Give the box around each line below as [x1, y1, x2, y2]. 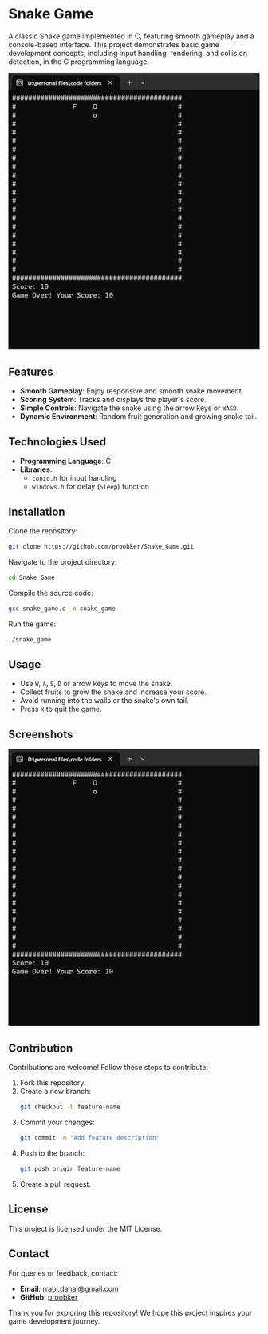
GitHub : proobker [19, 1292, 78, 1302]
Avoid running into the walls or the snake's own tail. [19, 696, 189, 705]
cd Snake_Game [8, 573, 56, 581]
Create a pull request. [19, 1180, 92, 1189]
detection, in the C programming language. [8, 57, 150, 66]
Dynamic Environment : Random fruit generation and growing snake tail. [19, 412, 258, 421]
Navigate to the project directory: [8, 557, 117, 566]
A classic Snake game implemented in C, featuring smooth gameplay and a [8, 31, 255, 41]
